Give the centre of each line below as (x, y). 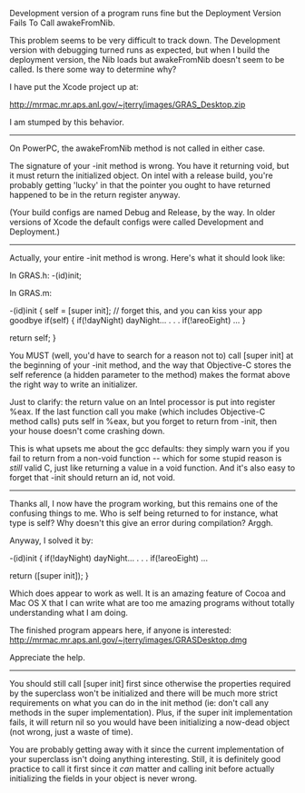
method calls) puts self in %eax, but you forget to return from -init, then (143, 421)
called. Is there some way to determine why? (93, 69)
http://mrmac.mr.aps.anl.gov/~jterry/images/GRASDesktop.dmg (128, 640)
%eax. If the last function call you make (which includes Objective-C (138, 411)
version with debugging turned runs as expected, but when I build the (140, 50)
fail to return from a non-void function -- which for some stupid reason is (146, 458)
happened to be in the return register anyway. (95, 195)
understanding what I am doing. (69, 613)
